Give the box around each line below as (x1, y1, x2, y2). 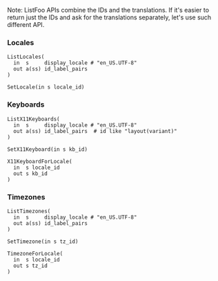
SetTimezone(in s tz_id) (7, 238, 79, 245)
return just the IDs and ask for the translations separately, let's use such (7, 13, 212, 21)
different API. (7, 21, 45, 28)
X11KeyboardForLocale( (7, 158, 72, 165)
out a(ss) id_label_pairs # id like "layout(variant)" (13, 127, 177, 134)
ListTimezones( (7, 208, 51, 215)
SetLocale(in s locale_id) (7, 84, 85, 91)
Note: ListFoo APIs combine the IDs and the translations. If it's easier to (7, 6, 209, 14)
